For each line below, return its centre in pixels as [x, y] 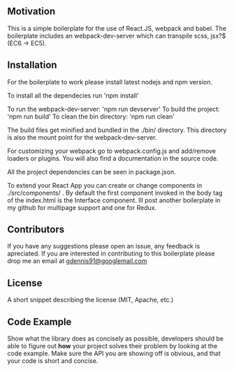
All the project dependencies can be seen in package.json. [92, 172]
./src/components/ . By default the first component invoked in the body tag [115, 193]
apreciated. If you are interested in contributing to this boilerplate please [111, 253]
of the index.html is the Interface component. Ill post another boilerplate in [114, 200]
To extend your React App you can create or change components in [105, 185]
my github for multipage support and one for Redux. [82, 207]
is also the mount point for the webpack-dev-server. [82, 137]
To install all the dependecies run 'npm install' [73, 95]
